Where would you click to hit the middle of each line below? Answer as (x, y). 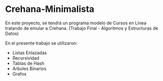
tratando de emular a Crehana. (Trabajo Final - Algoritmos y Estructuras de (82, 28)
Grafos (19, 74)
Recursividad (26, 58)
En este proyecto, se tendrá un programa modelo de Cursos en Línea (76, 23)
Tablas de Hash (28, 63)
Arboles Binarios (29, 69)
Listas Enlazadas (30, 53)
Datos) (12, 33)
